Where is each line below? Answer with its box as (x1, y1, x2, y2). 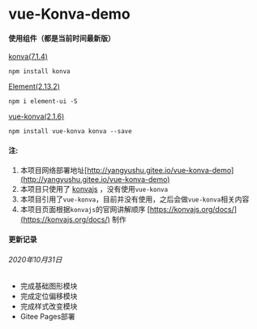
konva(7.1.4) (8, 52, 49, 62)
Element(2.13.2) (8, 82, 61, 92)
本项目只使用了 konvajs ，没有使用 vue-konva (19, 184, 169, 193)
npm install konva (8, 67, 71, 76)
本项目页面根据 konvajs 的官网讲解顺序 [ (19, 204, 150, 214)
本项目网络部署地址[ (19, 165, 88, 175)
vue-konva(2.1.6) (8, 111, 65, 122)
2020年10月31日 (8, 254, 62, 264)
